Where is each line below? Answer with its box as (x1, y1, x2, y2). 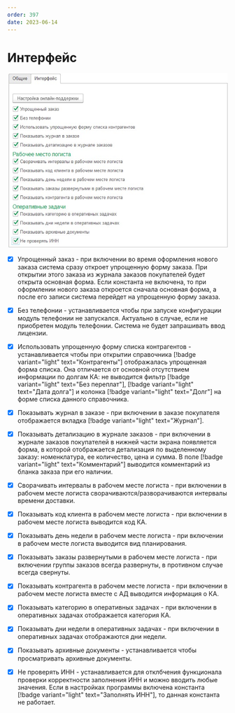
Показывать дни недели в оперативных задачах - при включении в (17, 625, 220, 633)
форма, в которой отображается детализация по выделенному (17, 445, 206, 453)
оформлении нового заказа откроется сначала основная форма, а (17, 285, 217, 293)
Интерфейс (7, 50, 78, 66)
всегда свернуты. (17, 568, 71, 577)
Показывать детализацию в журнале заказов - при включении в (17, 430, 211, 438)
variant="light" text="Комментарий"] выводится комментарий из (17, 460, 211, 468)
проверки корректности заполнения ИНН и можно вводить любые (17, 675, 218, 684)
